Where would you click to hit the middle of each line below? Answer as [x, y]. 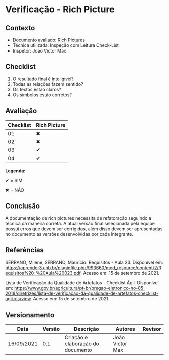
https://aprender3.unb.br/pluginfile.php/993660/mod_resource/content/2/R [83, 268]
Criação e [76, 338]
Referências [25, 250]
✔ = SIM [14, 180]
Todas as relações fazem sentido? [48, 84]
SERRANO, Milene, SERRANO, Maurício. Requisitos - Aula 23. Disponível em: [84, 262]
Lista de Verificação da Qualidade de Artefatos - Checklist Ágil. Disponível [82, 283]
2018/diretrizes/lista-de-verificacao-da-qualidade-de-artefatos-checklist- [82, 293]
